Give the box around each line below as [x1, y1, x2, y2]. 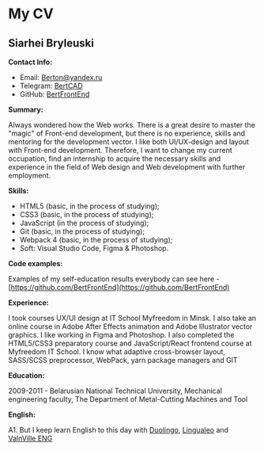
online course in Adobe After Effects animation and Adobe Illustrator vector [8, 322, 253, 331]
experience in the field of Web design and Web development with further [8, 162, 246, 171]
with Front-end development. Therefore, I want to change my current [8, 146, 233, 154]
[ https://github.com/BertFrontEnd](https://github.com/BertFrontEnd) [8, 283, 230, 292]
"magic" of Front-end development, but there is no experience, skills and [8, 128, 246, 138]
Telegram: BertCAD [19, 81, 83, 90]
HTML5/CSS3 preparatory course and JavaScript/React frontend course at [8, 338, 252, 348]
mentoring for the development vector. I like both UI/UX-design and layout [8, 137, 249, 147]
